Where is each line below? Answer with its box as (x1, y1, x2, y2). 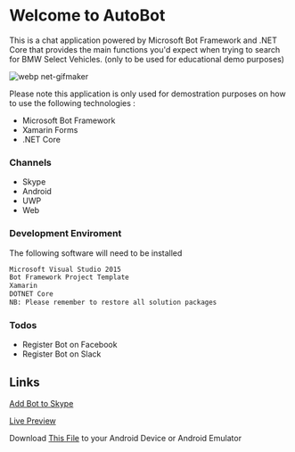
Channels (9, 156, 52, 168)
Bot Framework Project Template (9, 273, 129, 282)
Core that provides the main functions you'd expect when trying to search (9, 44, 281, 54)
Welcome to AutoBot (9, 5, 166, 26)
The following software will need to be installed (9, 247, 183, 259)
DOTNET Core (9, 290, 53, 299)
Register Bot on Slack (21, 349, 102, 359)
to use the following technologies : (9, 97, 136, 108)
